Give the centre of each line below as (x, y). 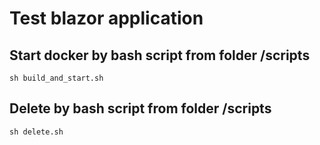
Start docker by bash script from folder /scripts (160, 55)
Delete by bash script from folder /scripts (140, 108)
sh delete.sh (36, 132)
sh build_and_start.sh (56, 78)
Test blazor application (106, 18)
